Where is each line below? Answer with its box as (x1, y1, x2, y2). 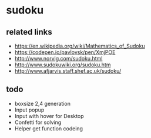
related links (6, 27, 53, 37)
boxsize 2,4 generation (14, 100, 71, 107)
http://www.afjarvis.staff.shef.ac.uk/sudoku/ (14, 68, 122, 74)
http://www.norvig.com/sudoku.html (14, 55, 103, 62)
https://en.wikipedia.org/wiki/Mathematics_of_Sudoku (14, 42, 145, 49)
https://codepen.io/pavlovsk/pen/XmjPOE (14, 49, 116, 56)
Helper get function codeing (14, 124, 83, 132)
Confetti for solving (14, 119, 62, 126)
